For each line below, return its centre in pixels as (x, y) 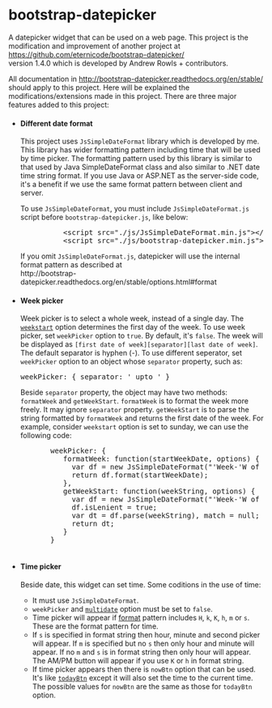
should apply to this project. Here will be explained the (99, 87)
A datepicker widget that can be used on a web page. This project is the (128, 37)
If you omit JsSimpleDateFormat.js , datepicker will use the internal (130, 256)
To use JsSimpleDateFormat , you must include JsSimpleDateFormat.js (134, 209)
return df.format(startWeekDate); (140, 475)
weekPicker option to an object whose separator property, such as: (131, 361)
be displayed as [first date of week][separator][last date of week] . (139, 344)
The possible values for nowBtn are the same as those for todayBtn (142, 686)
